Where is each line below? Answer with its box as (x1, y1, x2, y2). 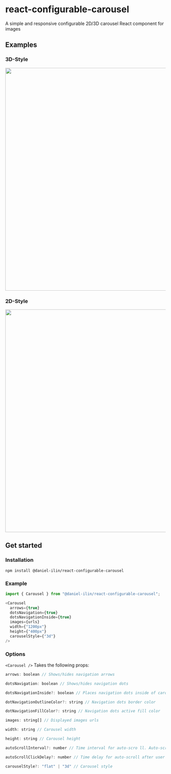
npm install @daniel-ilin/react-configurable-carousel (5, 568, 124, 573)
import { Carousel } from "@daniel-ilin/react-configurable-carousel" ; (5, 591, 160, 596)
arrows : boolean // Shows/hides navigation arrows (5, 672, 115, 677)
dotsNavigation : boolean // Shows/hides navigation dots (5, 681, 129, 686)
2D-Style (5, 297, 28, 305)
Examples (5, 41, 37, 49)
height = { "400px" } (10, 629, 47, 634)
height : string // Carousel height (5, 736, 81, 741)
